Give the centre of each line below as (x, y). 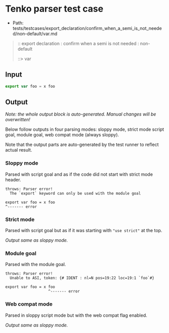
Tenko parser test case (54, 9)
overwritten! (18, 120)
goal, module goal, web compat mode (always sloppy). (62, 135)
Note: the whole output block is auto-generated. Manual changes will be (81, 114)
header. (13, 179)
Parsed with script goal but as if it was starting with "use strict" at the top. (84, 231)
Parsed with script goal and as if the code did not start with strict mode (79, 174)
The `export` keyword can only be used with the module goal (75, 193)
